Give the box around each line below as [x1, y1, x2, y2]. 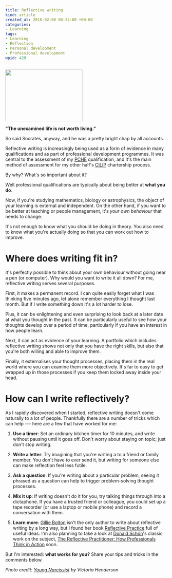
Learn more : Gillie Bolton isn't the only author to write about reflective [12, 519, 161, 526]
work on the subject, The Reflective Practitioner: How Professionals [12, 536, 156, 542]
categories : [5, 22, 31, 27]
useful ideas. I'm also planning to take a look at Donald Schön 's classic [12, 530, 163, 537]
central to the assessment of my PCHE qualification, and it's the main [5, 156, 151, 162]
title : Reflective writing [5, 7, 63, 13]
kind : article [5, 12, 36, 17]
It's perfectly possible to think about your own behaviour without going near [5, 269, 166, 275]
